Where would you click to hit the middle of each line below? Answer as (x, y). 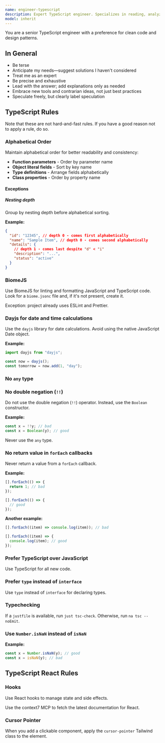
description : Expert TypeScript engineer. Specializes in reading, (76, 14)
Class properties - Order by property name (56, 178)
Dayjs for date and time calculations (49, 318)
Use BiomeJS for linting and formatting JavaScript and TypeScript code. (78, 291)
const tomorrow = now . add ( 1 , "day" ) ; (44, 366)
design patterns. (22, 38)
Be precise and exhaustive (39, 81)
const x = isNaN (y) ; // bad (34, 658)
